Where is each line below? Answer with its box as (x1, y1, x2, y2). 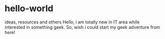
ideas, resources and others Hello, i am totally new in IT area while (4, 19, 140, 25)
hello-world (4, 3, 54, 14)
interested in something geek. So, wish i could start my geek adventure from (4, 24, 160, 30)
